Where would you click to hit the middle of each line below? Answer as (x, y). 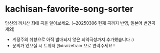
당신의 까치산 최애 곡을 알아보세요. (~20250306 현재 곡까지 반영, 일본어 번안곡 (80, 23)
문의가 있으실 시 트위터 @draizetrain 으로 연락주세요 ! (63, 45)
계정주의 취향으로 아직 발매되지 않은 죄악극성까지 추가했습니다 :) (73, 39)
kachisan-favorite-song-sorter (69, 9)
